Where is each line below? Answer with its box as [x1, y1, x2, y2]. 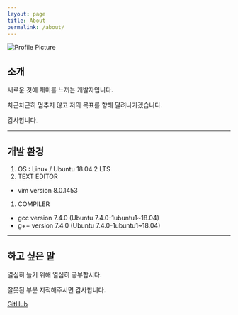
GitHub [7, 299, 28, 308]
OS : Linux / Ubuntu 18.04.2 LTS [17, 165, 111, 173]
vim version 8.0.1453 [17, 186, 78, 194]
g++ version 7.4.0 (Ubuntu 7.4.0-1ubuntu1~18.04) [17, 221, 161, 230]
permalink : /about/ [7, 23, 65, 31]
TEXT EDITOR [17, 172, 58, 181]
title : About [7, 17, 46, 24]
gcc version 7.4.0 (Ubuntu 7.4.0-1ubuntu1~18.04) [17, 214, 159, 222]
